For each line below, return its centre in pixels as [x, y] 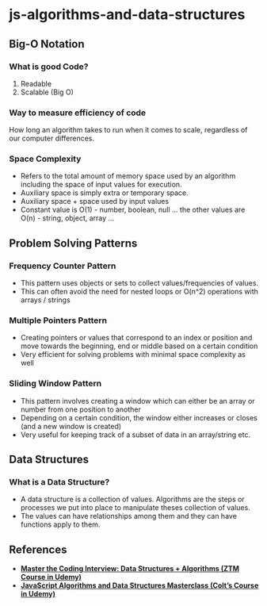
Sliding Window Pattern [55, 384]
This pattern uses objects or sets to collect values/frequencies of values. [139, 283]
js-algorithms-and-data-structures [127, 15]
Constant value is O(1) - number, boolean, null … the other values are [133, 210]
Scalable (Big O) [47, 92]
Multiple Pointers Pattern [58, 320]
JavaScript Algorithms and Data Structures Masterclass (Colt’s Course [139, 585]
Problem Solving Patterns [73, 243]
